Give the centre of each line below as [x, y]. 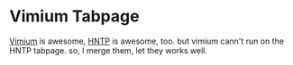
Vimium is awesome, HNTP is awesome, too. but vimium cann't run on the [146, 41]
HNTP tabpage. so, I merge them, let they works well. [108, 50]
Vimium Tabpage [74, 16]
